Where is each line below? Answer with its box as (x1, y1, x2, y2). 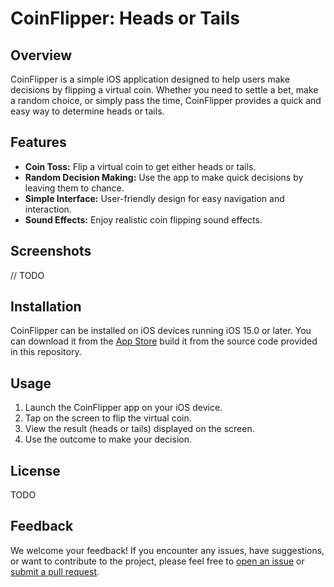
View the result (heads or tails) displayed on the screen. (24, 423, 255, 435)
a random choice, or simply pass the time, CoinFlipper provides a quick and (10, 95, 322, 106)
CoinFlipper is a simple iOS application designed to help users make (10, 73, 291, 85)
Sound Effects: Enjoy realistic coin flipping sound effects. (24, 213, 263, 226)
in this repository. (10, 346, 82, 358)
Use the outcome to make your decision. (24, 433, 192, 446)
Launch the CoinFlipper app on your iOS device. (24, 402, 223, 414)
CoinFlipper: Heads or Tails (10, 7, 240, 30)
